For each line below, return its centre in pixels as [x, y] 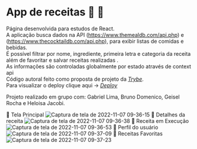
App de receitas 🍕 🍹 [55, 12]
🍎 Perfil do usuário [136, 127]
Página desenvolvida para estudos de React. [60, 28]
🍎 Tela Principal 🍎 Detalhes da [96, 115]
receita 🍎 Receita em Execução [98, 121]
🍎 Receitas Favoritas [138, 134]
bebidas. [17, 47]
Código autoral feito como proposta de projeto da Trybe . [75, 79]
